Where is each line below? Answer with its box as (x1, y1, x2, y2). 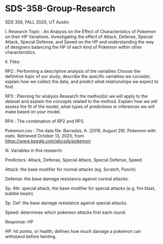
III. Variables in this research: (5, 147, 63, 153)
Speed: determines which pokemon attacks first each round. (5, 209, 127, 215)
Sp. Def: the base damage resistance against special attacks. (5, 200, 128, 205)
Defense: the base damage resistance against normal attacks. (5, 176, 129, 182)
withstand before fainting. (5, 233, 57, 239)
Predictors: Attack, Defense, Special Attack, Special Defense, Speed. (5, 157, 143, 163)
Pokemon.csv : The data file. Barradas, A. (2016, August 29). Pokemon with (5, 127, 156, 133)
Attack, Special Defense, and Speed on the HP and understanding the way (5, 39, 154, 44)
